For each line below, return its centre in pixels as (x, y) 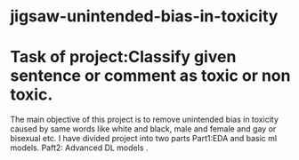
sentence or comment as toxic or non (150, 76)
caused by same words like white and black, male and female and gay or (143, 129)
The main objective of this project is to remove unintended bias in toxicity (145, 120)
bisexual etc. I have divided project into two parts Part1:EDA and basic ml (144, 139)
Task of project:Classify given (123, 57)
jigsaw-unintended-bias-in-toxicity (144, 16)
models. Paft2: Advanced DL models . (79, 148)
